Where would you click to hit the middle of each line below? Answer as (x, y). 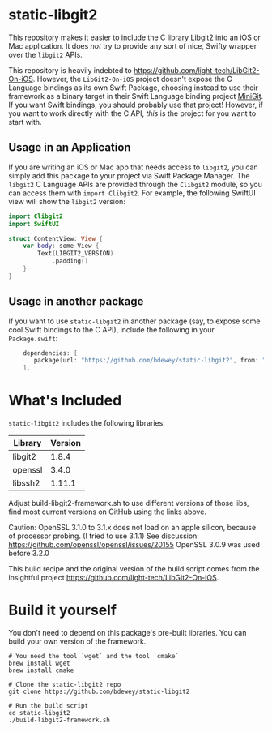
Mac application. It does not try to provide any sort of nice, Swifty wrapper (133, 45)
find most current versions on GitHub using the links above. (107, 512)
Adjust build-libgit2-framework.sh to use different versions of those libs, (129, 503)
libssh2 (26, 483)
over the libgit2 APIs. (45, 54)
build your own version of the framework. (77, 641)
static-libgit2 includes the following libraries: (87, 423)
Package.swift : (33, 338)
